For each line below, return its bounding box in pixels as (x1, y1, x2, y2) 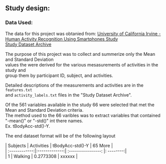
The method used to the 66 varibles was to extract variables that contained (5, 112, 160, 118)
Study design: (5, 4, 50, 13)
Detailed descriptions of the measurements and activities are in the (5, 82, 144, 88)
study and (5, 67, 26, 73)
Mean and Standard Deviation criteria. (5, 107, 84, 113)
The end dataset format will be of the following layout (5, 133, 116, 139)
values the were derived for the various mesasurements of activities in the (5, 61, 158, 67)
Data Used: (5, 19, 33, 26)
